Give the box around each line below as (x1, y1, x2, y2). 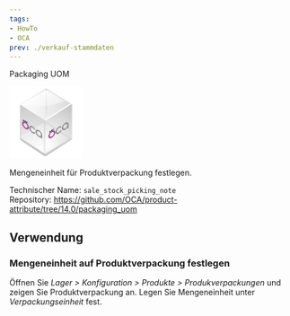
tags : (9, 14, 30, 23)
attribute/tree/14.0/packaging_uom (9, 204, 137, 215)
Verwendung (9, 230, 83, 245)
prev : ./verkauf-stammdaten (9, 43, 115, 52)
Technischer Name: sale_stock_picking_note (9, 185, 177, 196)
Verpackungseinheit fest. (9, 296, 102, 307)
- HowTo (9, 23, 39, 33)
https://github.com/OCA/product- (53, 194, 178, 206)
